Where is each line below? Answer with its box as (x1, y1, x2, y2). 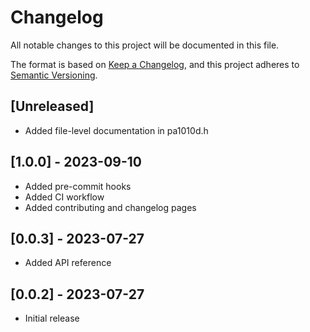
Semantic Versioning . (10, 69, 98, 81)
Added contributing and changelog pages (24, 201, 197, 213)
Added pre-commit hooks (24, 180, 132, 192)
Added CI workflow (24, 191, 105, 203)
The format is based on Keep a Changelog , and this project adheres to (10, 58, 300, 70)
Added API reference (24, 257, 112, 269)
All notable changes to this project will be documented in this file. (10, 39, 280, 51)
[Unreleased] (10, 98, 95, 115)
